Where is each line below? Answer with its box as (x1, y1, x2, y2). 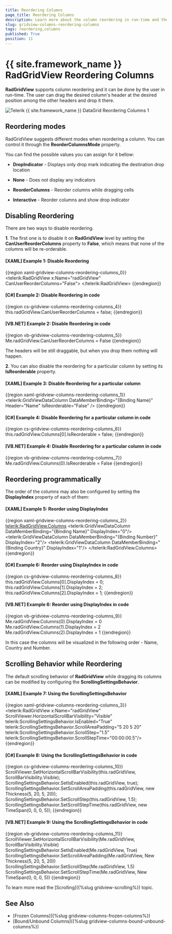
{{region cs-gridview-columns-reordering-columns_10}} (5, 764, 123, 770)
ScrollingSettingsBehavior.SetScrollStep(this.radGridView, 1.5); (5, 796, 137, 803)
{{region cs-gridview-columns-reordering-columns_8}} (5, 573, 122, 579)
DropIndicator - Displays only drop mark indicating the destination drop (12, 161, 165, 167)
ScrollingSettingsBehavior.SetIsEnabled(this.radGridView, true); (5, 780, 139, 786)
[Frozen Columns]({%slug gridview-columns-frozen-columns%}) (12, 913, 150, 919)
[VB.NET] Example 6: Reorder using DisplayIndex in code (5, 602, 129, 608)
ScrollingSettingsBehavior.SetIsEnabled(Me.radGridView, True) (5, 847, 138, 853)
